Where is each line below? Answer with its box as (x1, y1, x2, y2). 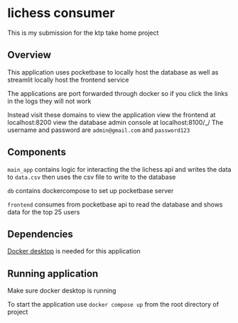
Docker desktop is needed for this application (7, 247, 141, 256)
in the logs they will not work (7, 97, 92, 105)
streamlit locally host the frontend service (7, 75, 129, 84)
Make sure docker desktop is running (7, 286, 117, 295)
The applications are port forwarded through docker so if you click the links (7, 89, 229, 97)
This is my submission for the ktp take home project (7, 28, 159, 37)
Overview (7, 49, 52, 61)
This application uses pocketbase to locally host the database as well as (7, 67, 219, 76)
